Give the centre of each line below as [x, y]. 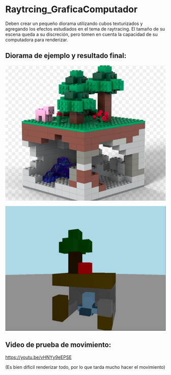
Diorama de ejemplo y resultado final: [66, 56]
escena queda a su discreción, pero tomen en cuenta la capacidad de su [81, 34]
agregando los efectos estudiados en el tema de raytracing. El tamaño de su [85, 29]
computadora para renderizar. [37, 40]
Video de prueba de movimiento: [58, 345]
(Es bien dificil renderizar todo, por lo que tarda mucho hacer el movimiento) [85, 367]
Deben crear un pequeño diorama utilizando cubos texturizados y [74, 23]
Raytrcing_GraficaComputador [72, 9]
